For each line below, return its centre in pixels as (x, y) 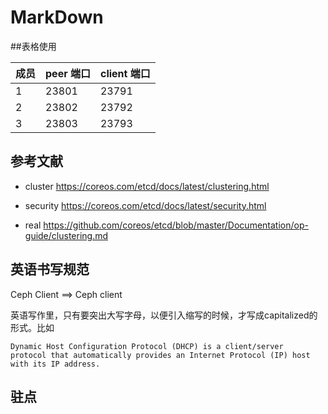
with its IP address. (55, 364)
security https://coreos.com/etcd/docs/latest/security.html (145, 205)
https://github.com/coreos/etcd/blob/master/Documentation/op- (176, 225)
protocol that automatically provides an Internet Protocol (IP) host (160, 355)
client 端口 (125, 73)
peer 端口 (68, 73)
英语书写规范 (50, 269)
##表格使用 (33, 46)
